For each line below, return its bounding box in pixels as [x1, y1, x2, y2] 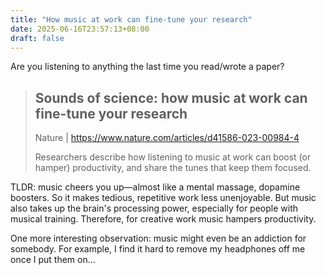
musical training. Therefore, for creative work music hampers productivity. [10, 213, 317, 225]
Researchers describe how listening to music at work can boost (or [34, 151, 312, 163]
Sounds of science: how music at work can [34, 89, 308, 106]
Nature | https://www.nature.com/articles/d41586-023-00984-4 [34, 132, 300, 144]
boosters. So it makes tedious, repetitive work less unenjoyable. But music [10, 192, 317, 204]
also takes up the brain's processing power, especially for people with [10, 202, 299, 215]
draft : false [10, 33, 65, 43]
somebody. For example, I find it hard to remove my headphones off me [10, 243, 306, 255]
